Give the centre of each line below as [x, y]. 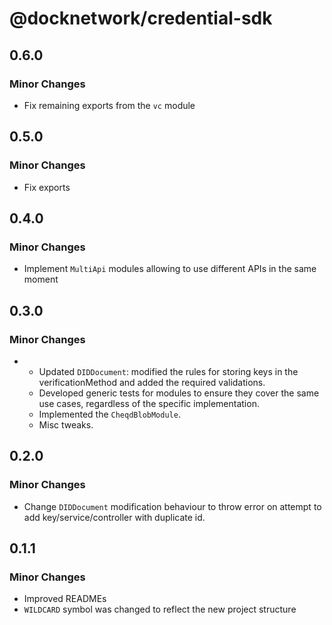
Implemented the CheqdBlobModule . [109, 414]
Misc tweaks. [66, 424]
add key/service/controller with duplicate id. [114, 517]
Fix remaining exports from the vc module [109, 105]
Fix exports [47, 187]
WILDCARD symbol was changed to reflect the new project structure [160, 609]
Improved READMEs [65, 599]
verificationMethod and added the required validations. [152, 382]
